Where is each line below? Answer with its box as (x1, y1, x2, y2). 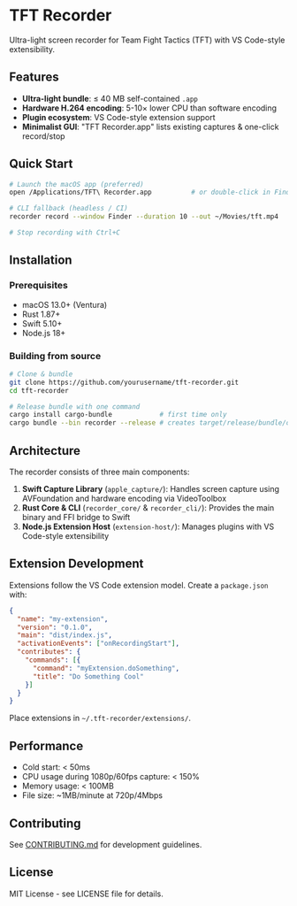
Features (9, 70, 59, 85)
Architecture (9, 443, 81, 458)
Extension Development (9, 557, 144, 572)
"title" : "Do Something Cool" (32, 672, 144, 681)
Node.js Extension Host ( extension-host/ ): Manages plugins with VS (21, 521, 275, 532)
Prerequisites (9, 280, 68, 292)
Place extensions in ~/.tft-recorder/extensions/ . (9, 713, 192, 724)
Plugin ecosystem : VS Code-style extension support (21, 111, 216, 122)
